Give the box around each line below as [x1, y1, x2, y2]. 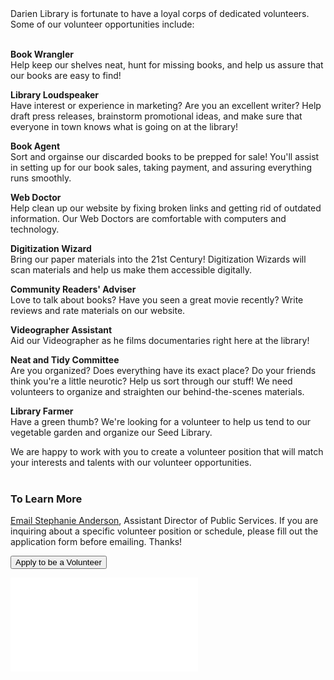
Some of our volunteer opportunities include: [10, 18, 195, 30]
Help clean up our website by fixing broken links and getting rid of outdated [10, 202, 322, 214]
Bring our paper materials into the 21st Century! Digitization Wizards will [10, 253, 307, 265]
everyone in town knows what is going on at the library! [10, 121, 239, 132]
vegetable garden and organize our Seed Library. [10, 427, 213, 438]
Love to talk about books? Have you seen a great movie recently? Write [10, 294, 304, 306]
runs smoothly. [10, 172, 72, 184]
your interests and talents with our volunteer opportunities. [10, 457, 252, 468]
